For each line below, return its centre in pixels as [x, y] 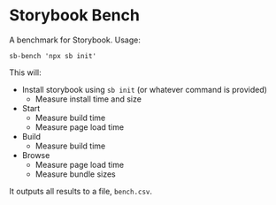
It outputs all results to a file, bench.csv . [81, 191]
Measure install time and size [88, 99]
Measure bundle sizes [76, 174]
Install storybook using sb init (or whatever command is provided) [145, 89]
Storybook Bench [74, 15]
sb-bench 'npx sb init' [53, 56]
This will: [25, 72]
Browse [36, 155]
